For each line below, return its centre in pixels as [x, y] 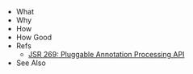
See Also [31, 63]
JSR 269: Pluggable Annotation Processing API [106, 54]
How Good [34, 37]
